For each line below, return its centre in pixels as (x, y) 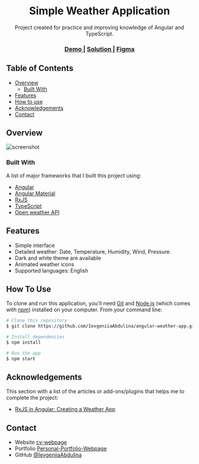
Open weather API (37, 212)
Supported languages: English (52, 270)
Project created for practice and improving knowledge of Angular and (99, 27)
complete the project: (32, 398)
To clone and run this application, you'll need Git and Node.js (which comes (98, 304)
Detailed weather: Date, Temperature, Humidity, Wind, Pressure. (93, 251)
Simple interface (35, 245)
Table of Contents (40, 69)
